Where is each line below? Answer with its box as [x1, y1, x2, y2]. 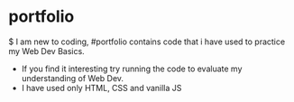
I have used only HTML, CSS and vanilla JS [21, 82, 182, 93]
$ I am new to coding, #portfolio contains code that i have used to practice [8, 36, 286, 47]
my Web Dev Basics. [8, 45, 85, 56]
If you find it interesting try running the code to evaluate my [21, 63, 243, 74]
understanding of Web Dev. [21, 72, 124, 83]
